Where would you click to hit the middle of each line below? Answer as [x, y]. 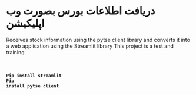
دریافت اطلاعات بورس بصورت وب [81, 11]
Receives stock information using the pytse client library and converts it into [98, 40]
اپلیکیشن [25, 23]
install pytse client [33, 86]
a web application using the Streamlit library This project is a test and [90, 46]
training [15, 52]
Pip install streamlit [34, 76]
